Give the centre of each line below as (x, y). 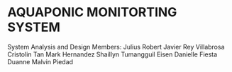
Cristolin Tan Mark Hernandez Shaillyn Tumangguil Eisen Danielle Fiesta (112, 54)
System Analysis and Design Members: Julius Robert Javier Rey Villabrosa (116, 47)
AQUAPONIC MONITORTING (92, 12)
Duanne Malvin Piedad (40, 61)
